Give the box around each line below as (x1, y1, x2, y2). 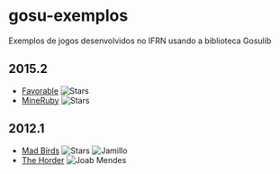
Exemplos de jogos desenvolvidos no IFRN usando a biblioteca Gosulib (8, 35, 272, 46)
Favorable (21, 85, 59, 96)
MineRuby (21, 95, 59, 105)
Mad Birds (21, 145, 60, 156)
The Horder (21, 154, 65, 165)
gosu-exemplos (8, 5, 129, 26)
